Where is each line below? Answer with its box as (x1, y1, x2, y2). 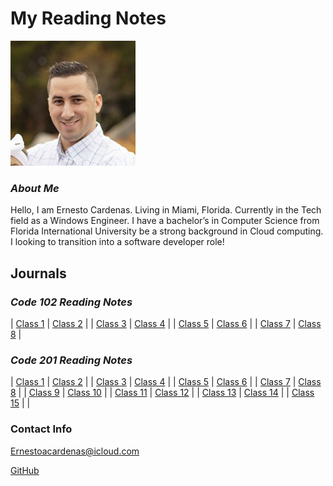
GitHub (10, 464, 40, 476)
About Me (10, 181, 60, 195)
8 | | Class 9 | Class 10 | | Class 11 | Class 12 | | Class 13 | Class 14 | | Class (10, 387, 315, 399)
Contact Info (10, 422, 73, 436)
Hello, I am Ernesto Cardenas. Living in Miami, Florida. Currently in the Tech (10, 204, 322, 216)
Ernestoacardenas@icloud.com (10, 445, 140, 457)
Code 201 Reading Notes (10, 353, 133, 367)
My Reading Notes (10, 7, 167, 30)
